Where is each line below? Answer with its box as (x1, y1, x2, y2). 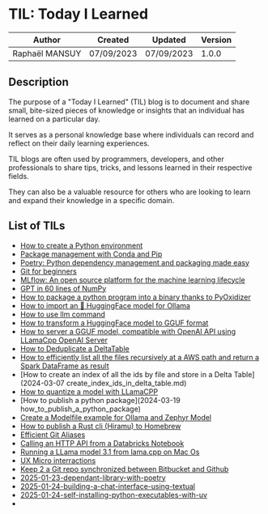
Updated (152, 34, 186, 45)
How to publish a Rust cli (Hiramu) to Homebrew (19, 421, 181, 431)
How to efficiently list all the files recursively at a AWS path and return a (19, 352, 260, 362)
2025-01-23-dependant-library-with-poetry (19, 473, 166, 482)
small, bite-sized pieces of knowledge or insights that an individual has (8, 105, 245, 115)
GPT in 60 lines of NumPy (19, 283, 107, 293)
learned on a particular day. (8, 114, 100, 124)
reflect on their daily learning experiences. (8, 138, 150, 148)
